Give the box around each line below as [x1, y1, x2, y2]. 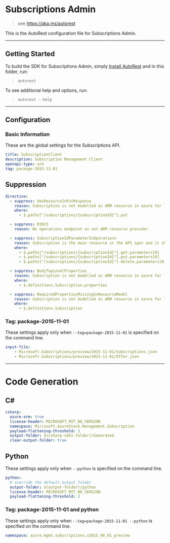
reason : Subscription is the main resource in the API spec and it [14, 240, 159, 246]
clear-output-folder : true [10, 438, 67, 443]
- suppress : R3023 [10, 222, 49, 227]
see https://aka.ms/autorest [17, 20, 76, 26]
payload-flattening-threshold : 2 [10, 494, 80, 499]
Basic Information [5, 131, 50, 138]
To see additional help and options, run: [5, 87, 88, 93]
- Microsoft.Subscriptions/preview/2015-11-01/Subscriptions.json [14, 349, 157, 355]
